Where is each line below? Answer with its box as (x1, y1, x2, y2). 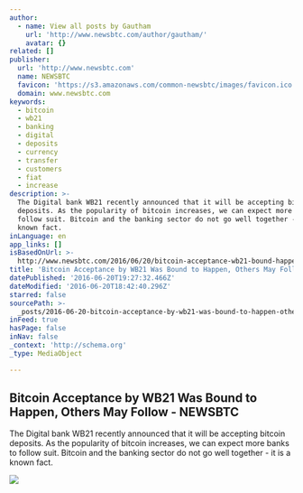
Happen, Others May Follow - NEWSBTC (9, 405, 240, 420)
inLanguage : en (9, 231, 67, 240)
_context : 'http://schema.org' (9, 340, 127, 349)
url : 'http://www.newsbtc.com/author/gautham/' (25, 30, 207, 39)
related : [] (9, 47, 54, 56)
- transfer (17, 155, 59, 165)
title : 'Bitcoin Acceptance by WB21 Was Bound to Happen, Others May (9, 265, 277, 274)
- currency (17, 147, 59, 156)
